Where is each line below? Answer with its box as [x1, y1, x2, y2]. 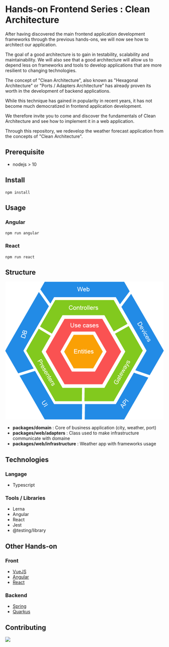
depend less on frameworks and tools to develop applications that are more [5, 62, 162, 68]
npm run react [5, 254, 35, 260]
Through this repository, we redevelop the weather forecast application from [5, 127, 163, 134]
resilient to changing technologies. [5, 67, 77, 74]
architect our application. [5, 41, 57, 47]
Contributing [5, 623, 46, 632]
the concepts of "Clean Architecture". [5, 133, 83, 139]
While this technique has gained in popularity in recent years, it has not [5, 97, 152, 104]
